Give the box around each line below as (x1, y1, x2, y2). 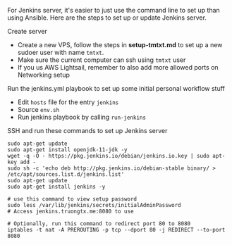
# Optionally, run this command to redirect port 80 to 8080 (7, 220, 191, 227)
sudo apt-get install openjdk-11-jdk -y (7, 146, 128, 153)
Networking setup (17, 70, 71, 79)
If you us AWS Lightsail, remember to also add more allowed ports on (17, 63, 219, 71)
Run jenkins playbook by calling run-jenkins (17, 113, 147, 121)
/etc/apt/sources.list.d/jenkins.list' (7, 171, 125, 178)
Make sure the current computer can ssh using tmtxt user (17, 56, 186, 64)
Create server (7, 27, 48, 35)
